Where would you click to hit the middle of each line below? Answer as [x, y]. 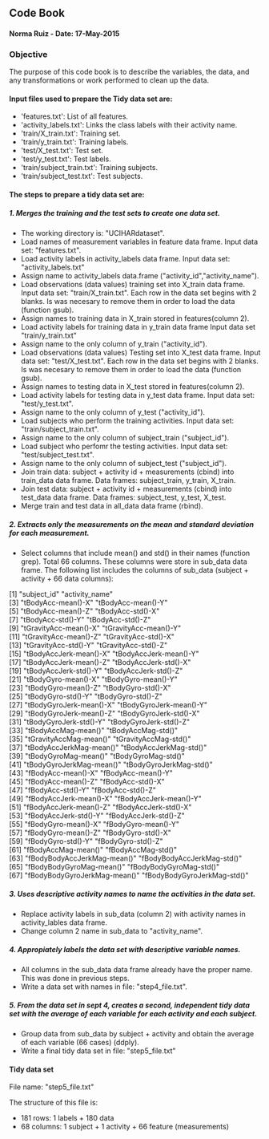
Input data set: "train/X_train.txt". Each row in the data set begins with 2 [139, 293]
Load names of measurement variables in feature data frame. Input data [139, 242]
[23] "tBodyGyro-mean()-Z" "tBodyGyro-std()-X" [90, 688]
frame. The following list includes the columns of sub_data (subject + [134, 570]
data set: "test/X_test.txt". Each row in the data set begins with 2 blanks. [140, 361]
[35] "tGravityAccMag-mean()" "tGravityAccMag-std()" [100, 739]
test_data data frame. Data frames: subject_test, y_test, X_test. [123, 497]
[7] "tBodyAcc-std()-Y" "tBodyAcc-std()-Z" [80, 620]
